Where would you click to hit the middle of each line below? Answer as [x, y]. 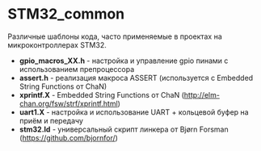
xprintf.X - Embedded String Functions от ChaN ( [102, 94]
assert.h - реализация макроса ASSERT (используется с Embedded [136, 78]
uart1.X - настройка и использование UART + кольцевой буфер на [134, 112]
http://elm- [202, 94]
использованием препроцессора [77, 69]
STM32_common [66, 14]
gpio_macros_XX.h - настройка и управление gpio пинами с [124, 61]
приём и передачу [51, 120]
